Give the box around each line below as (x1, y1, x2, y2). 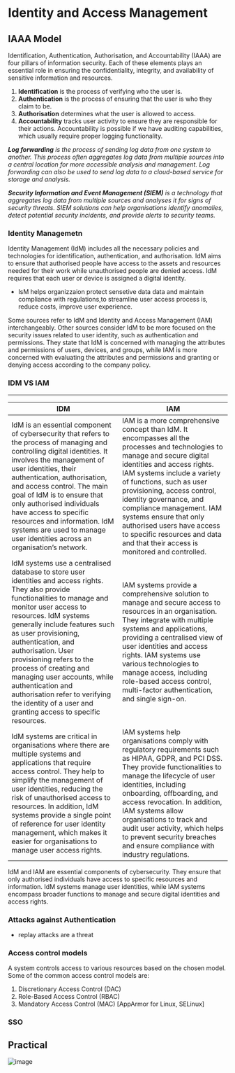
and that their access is (121, 538, 198, 547)
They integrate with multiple (121, 615, 213, 624)
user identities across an (11, 533, 92, 543)
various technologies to (121, 659, 199, 668)
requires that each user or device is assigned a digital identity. (8, 274, 187, 283)
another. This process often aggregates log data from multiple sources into (8, 153, 225, 161)
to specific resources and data (121, 529, 222, 539)
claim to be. (17, 102, 52, 110)
